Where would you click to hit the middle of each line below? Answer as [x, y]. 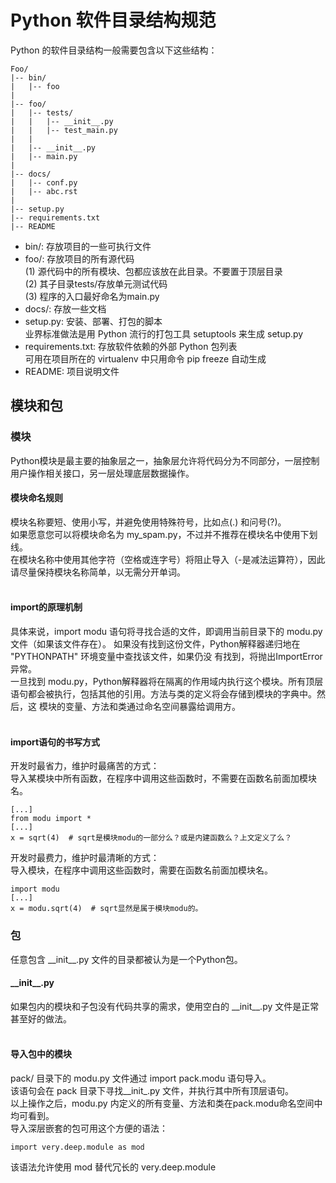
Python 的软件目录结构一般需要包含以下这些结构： [114, 50]
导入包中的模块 [41, 1054]
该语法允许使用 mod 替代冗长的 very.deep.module [113, 1167]
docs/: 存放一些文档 [65, 308]
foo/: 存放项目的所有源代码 [79, 258]
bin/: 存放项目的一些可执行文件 [88, 246]
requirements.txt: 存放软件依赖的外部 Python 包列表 [131, 346]
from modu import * [51, 819]
